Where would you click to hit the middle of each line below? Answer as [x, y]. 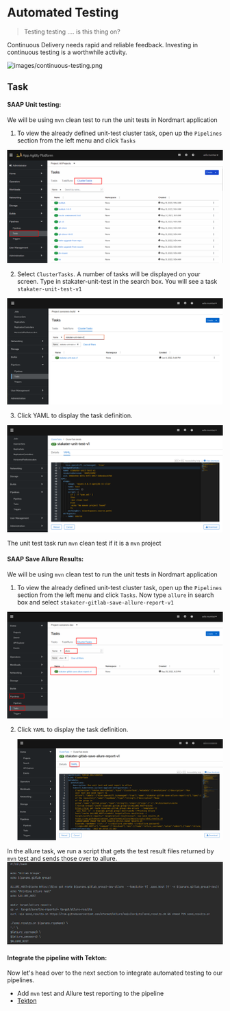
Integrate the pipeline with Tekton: [57, 958]
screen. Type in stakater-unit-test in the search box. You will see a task [117, 281]
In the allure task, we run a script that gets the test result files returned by [111, 851]
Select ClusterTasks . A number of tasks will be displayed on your [108, 274]
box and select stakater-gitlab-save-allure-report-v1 [95, 602]
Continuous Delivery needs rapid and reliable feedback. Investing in [103, 45]
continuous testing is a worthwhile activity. [67, 52]
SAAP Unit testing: [34, 104]
